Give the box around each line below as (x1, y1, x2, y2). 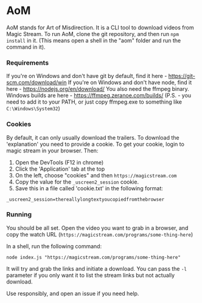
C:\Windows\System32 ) (6, 105, 61, 112)
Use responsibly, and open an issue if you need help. (6, 290, 139, 297)
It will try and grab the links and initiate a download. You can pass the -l (6, 265, 187, 272)
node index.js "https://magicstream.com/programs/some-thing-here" (6, 254, 181, 260)
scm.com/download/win (6, 79, 67, 86)
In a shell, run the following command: (6, 242, 102, 250)
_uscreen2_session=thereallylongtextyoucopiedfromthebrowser (6, 196, 165, 202)
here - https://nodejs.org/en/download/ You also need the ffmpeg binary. (6, 85, 190, 93)
